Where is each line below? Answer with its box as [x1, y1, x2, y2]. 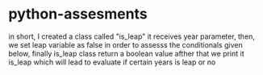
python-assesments [8, 5, 148, 23]
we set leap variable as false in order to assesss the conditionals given [8, 40, 244, 49]
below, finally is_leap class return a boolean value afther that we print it [8, 48, 244, 58]
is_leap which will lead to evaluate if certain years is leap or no [8, 57, 216, 67]
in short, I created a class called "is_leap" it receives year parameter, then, [8, 31, 256, 41]
